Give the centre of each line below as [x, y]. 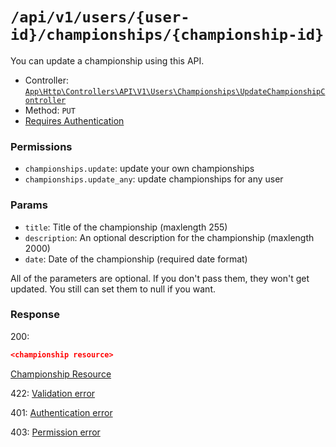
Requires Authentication [74, 120]
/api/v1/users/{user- [100, 17]
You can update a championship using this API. [107, 60]
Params [29, 205]
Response [35, 315]
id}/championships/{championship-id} [167, 35]
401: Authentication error [61, 412]
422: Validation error [53, 393]
